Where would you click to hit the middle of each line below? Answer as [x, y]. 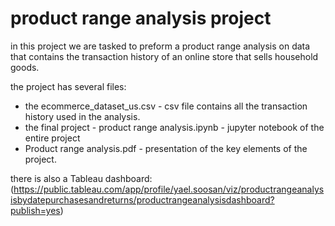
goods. [25, 67]
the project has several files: [68, 86]
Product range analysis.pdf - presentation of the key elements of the [166, 148]
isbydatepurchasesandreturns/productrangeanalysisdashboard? [142, 199]
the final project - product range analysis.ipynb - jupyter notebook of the [174, 127]
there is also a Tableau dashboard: [81, 178]
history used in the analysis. [82, 116]
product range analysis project [141, 18]
